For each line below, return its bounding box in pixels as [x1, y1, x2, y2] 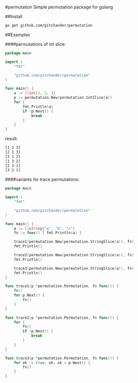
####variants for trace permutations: [5, 176, 79, 182]
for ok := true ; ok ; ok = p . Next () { [14, 360, 91, 365]
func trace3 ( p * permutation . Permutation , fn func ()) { [5, 356, 119, 361]
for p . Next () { [14, 293, 45, 298]
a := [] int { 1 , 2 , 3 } [14, 91, 56, 96]
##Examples [5, 32, 30, 38]
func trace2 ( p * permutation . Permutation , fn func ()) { [5, 315, 119, 320]
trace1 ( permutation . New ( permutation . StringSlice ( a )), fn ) [14, 239, 134, 244]
